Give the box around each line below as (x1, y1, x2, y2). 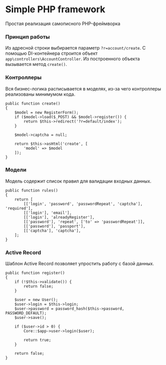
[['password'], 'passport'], (23, 223, 86, 229)
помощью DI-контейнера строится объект (5, 50, 98, 57)
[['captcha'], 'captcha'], (23, 228, 81, 233)
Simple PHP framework (5, 4, 106, 15)
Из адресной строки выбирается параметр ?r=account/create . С (5, 45, 146, 51)
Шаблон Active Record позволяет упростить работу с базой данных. (5, 261, 154, 267)
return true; (23, 337, 52, 343)
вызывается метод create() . (5, 61, 67, 67)
